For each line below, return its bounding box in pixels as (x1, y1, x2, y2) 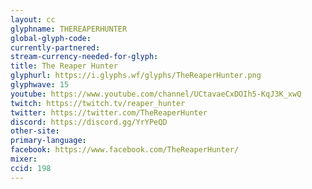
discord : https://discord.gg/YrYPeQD (10, 117, 168, 127)
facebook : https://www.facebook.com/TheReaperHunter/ (10, 145, 240, 155)
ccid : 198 (10, 163, 52, 173)
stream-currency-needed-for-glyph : (10, 52, 159, 62)
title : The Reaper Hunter (10, 61, 118, 71)
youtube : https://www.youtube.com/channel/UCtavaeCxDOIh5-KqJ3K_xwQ (10, 89, 302, 99)
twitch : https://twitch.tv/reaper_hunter (10, 98, 186, 108)
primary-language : (10, 136, 87, 146)
